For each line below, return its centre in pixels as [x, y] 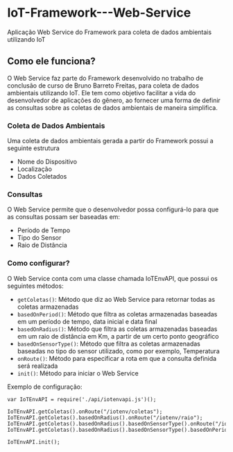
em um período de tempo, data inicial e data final [87, 321]
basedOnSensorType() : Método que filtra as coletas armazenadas [109, 344]
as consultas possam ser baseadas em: [63, 217]
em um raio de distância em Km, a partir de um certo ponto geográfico [118, 336]
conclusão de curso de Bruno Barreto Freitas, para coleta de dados [103, 86]
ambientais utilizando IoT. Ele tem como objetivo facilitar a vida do [102, 92]
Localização [34, 169]
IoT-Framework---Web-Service [99, 13]
